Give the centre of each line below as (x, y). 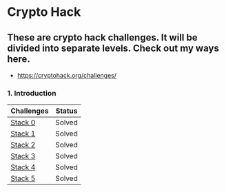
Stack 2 (23, 145)
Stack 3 (23, 156)
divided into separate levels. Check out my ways (113, 48)
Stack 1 (23, 134)
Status (66, 111)
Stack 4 (23, 167)
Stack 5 (23, 178)
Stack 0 (23, 122)
